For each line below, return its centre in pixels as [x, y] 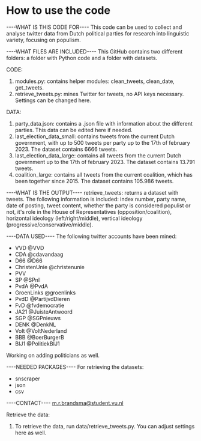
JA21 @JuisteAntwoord [44, 312]
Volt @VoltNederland [41, 330]
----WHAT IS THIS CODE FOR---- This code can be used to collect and [94, 27]
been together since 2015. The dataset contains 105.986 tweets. [94, 181]
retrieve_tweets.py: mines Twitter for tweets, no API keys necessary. [99, 94]
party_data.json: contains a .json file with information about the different [104, 123]
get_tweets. [29, 87]
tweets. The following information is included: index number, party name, [97, 199]
